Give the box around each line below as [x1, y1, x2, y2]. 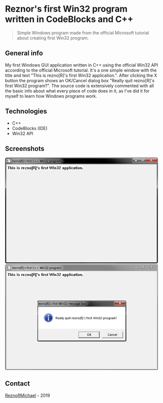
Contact [5, 380, 30, 388]
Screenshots [5, 145, 45, 153]
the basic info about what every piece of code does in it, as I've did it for [5, 88, 150, 93]
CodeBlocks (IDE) [12, 125, 48, 131]
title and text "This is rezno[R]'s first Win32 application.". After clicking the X [5, 72, 158, 78]
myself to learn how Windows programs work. [5, 93, 97, 99]
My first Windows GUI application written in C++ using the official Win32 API [5, 62, 159, 68]
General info [5, 49, 43, 57]
